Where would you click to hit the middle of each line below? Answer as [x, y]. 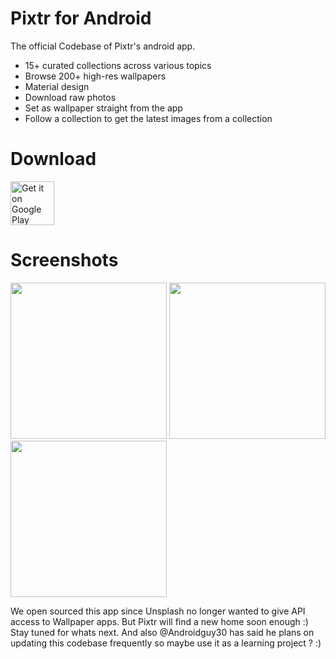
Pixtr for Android [81, 18]
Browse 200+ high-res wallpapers [95, 76]
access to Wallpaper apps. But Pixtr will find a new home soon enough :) [159, 621]
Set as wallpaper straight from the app [103, 108]
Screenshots [64, 260]
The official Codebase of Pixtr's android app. [103, 46]
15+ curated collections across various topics [118, 65]
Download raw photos [70, 97]
